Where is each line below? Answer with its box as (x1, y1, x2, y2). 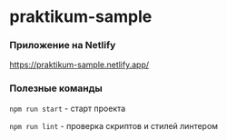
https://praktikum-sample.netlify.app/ (9, 59, 150, 70)
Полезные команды (9, 82, 103, 95)
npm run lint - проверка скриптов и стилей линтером (9, 120, 219, 131)
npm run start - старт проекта (9, 103, 126, 114)
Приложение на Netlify (9, 39, 116, 52)
